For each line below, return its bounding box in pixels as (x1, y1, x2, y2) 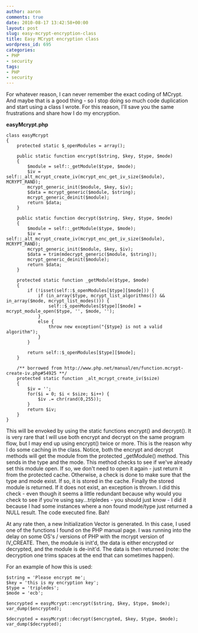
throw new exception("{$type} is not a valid (48, 324, 163, 330)
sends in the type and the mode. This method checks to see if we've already (6, 459, 193, 466)
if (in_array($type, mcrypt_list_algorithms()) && (37, 293, 165, 299)
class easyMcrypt (6, 132, 49, 139)
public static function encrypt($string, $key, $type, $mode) (17, 153, 173, 160)
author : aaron (6, 8, 41, 15)
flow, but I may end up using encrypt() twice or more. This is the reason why (6, 440, 192, 447)
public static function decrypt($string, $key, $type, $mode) (17, 215, 173, 222)
